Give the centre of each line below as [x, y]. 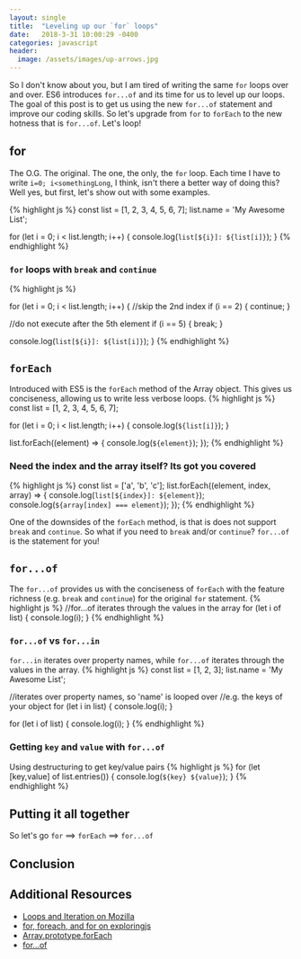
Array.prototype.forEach [67, 935]
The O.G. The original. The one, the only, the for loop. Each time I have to [145, 173]
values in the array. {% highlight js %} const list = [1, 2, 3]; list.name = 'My [146, 670]
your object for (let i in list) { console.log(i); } [91, 706]
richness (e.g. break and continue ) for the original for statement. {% [135, 599]
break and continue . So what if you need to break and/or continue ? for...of [150, 532]
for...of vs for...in [55, 641]
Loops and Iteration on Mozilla [78, 916]
